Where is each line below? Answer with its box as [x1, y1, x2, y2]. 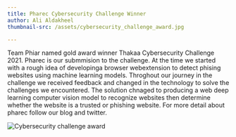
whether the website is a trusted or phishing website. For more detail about [7, 101, 225, 110]
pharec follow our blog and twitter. [7, 108, 107, 117]
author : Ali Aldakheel [7, 17, 74, 24]
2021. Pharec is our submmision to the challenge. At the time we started [7, 56, 216, 65]
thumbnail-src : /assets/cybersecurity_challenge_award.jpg [7, 23, 185, 30]
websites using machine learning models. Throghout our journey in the [7, 71, 213, 79]
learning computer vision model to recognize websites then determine [7, 93, 211, 102]
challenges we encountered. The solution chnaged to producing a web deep [7, 86, 229, 95]
